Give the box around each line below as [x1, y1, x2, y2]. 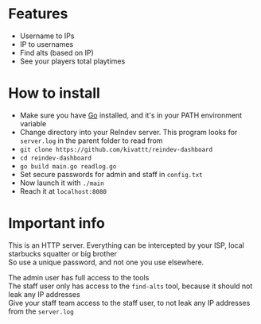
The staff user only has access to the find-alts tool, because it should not [8, 281, 253, 291]
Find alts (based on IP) [19, 48, 94, 57]
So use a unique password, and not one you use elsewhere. [8, 257, 205, 267]
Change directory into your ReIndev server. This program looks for [19, 127, 238, 137]
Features [8, 5, 68, 23]
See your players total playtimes [19, 56, 126, 66]
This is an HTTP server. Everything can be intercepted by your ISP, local [8, 240, 245, 250]
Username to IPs [19, 31, 75, 40]
